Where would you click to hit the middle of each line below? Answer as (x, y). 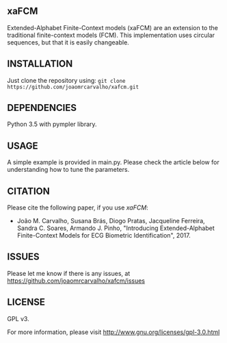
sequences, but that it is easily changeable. (68, 42)
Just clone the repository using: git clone (66, 80)
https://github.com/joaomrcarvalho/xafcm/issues (76, 281)
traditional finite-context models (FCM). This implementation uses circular (111, 35)
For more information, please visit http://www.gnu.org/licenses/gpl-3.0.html (113, 332)
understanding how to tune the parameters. (68, 170)
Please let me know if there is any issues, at (69, 273)
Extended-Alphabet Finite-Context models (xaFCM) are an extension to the (113, 27)
